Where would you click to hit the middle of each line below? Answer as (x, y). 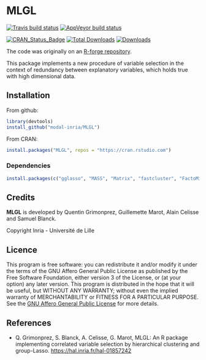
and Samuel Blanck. (31, 219)
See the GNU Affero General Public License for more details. (83, 304)
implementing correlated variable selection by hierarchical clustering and (107, 344)
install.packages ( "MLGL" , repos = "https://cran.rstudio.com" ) (89, 150)
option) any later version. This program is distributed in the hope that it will (100, 284)
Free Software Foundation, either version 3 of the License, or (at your (94, 278)
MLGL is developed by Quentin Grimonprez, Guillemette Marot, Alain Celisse (103, 212)
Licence (22, 249)
